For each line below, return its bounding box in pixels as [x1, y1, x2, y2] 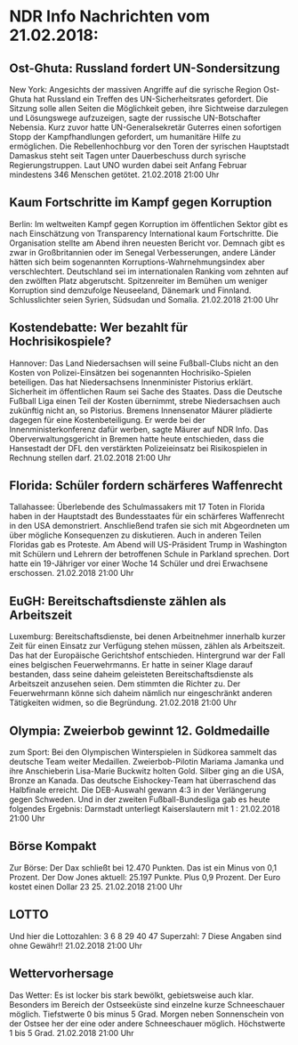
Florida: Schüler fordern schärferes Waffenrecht [9, 478, 283, 493]
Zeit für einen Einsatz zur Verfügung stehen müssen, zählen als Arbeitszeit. [9, 641, 286, 652]
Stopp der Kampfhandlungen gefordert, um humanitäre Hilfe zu [9, 132, 242, 142]
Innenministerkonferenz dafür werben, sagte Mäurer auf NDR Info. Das [9, 424, 269, 434]
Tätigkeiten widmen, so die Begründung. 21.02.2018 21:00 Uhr [9, 697, 238, 709]
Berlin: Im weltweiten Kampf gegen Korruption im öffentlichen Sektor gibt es [9, 218, 288, 229]
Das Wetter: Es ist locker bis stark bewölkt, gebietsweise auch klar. [9, 990, 254, 1000]
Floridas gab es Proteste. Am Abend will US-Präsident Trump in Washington [9, 539, 287, 550]
